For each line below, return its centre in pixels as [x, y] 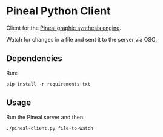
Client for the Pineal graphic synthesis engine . [64, 28]
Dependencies [34, 59]
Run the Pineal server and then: [45, 117]
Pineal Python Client [58, 11]
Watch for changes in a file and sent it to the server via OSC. [82, 39]
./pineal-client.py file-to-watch [50, 128]
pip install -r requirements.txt [48, 84]
